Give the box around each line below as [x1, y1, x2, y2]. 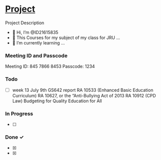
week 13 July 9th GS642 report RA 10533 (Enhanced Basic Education [12, 87, 154, 93]
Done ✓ [5, 133, 24, 140]
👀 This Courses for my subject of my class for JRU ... [12, 35, 120, 40]
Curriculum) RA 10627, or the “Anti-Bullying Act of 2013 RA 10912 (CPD [12, 92, 157, 98]
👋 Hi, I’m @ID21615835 [12, 29, 58, 35]
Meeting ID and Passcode [5, 52, 68, 59]
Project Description [5, 20, 44, 26]
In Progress [5, 110, 34, 117]
